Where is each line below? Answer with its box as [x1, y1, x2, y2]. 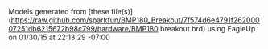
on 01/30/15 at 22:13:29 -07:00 [8, 32, 110, 42]
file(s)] [111, 7, 134, 16]
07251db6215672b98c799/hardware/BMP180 [8, 24, 159, 33]
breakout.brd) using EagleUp [159, 24, 256, 33]
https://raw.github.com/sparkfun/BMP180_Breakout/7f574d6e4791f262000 [10, 15, 260, 25]
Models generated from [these [8, 7, 110, 16]
